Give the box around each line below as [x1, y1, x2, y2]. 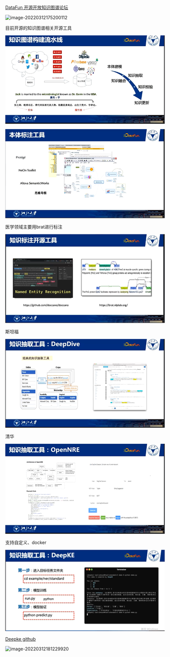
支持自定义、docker [5, 539, 47, 546]
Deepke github [5, 636, 36, 642]
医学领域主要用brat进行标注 [5, 224, 63, 230]
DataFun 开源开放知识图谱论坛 [5, 5, 68, 10]
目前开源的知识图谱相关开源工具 [5, 25, 72, 31]
